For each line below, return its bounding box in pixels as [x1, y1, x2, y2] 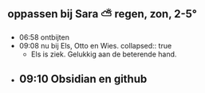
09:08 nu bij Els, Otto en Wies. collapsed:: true [18, 41, 172, 50]
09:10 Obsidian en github [18, 72, 148, 86]
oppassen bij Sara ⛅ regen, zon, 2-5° [7, 7, 197, 21]
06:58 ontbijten [18, 32, 69, 42]
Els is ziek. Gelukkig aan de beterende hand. [30, 49, 177, 59]
